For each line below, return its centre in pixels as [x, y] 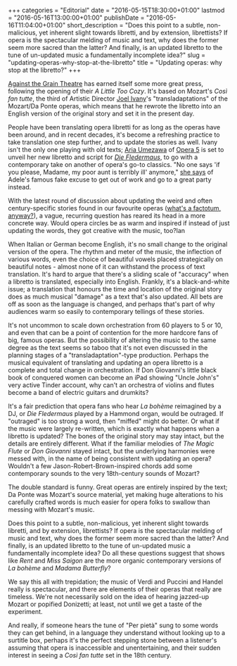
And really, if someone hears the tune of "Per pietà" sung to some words [113, 625]
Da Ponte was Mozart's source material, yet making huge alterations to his [116, 495]
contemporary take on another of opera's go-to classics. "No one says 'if [114, 164]
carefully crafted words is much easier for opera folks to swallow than [109, 502]
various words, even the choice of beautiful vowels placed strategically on [116, 259]
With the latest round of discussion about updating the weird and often [110, 201]
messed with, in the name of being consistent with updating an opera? [110, 458]
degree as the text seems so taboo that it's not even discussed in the [108, 347]
